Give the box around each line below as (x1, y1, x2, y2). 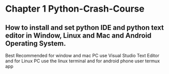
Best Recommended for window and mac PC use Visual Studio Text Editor (5, 53, 159, 58)
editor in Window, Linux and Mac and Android (5, 31, 152, 40)
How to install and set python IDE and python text (5, 23, 164, 32)
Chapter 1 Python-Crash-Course (5, 3, 145, 15)
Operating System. (5, 39, 66, 48)
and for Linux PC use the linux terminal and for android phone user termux (5, 58, 160, 64)
